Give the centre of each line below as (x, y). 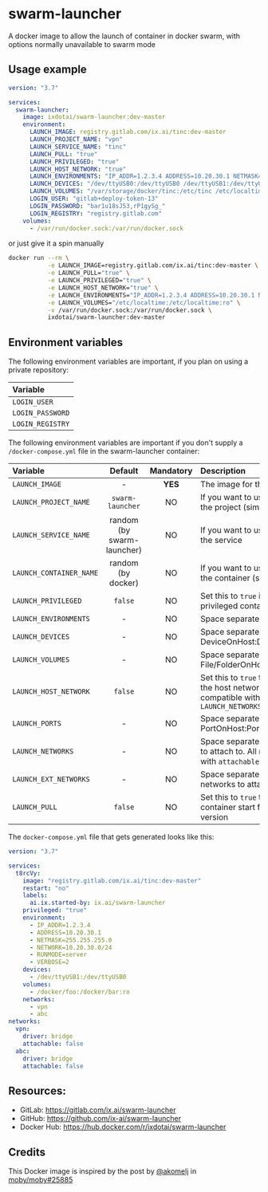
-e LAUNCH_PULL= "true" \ (89, 273)
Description (223, 471)
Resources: (37, 1090)
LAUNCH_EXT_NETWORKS (51, 779)
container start (228, 808)
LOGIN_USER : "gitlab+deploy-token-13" (94, 199)
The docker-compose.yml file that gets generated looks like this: (111, 837)
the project (221, 507)
